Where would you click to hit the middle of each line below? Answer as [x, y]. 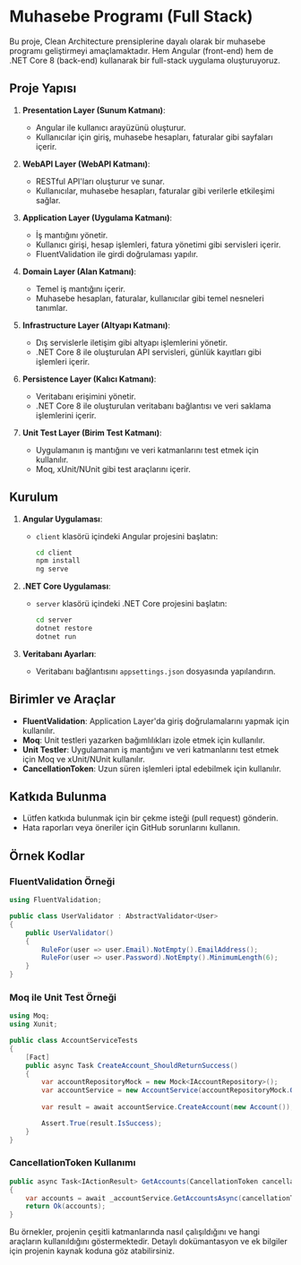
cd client [54, 553]
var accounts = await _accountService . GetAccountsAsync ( [134, 1198]
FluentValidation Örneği [62, 882]
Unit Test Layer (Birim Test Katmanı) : [92, 433]
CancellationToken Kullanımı [73, 1163]
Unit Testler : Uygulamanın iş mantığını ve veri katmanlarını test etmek [150, 749]
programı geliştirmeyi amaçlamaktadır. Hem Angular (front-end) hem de [142, 50]
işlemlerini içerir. [66, 415]
